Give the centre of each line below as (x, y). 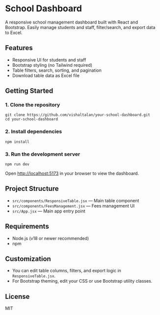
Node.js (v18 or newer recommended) (51, 238)
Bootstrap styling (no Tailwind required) (52, 65)
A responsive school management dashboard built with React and (72, 22)
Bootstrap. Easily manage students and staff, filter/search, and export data (80, 27)
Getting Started (29, 91)
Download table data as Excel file (46, 75)
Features (19, 48)
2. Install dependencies (34, 131)
